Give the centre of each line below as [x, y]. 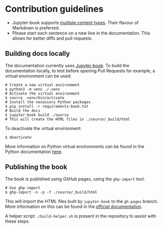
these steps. [18, 221]
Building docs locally [37, 54]
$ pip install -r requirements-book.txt [47, 106]
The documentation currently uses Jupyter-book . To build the [67, 65]
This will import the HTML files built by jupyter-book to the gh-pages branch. [82, 201]
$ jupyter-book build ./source [37, 115]
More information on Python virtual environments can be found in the [75, 146]
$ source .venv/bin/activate [35, 98]
